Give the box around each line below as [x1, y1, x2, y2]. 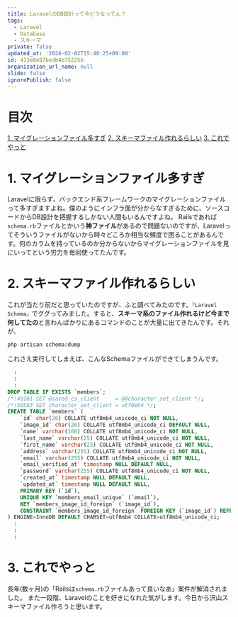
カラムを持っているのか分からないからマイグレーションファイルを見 [31, 239, 229, 248]
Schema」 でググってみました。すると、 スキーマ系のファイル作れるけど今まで [7, 309, 230, 318]
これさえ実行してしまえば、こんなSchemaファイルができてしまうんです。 [7, 355, 223, 363]
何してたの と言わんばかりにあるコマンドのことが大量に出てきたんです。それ [7, 318, 230, 327]
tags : [7, 17, 23, 24]
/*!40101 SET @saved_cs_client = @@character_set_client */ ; [7, 395, 204, 402]
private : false [7, 43, 52, 50]
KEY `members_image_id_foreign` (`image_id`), [20, 501, 160, 508]
